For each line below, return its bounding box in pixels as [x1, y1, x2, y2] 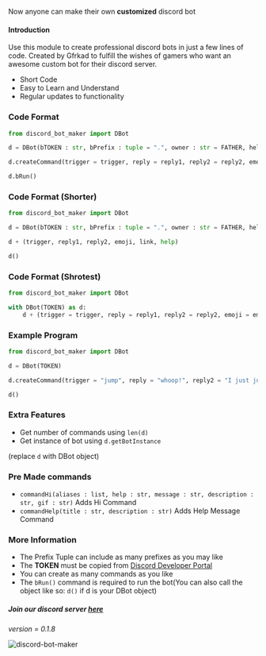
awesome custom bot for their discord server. [8, 60, 158, 69]
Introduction [8, 25, 50, 34]
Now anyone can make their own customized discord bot [8, 7, 196, 16]
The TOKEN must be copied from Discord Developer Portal [19, 561, 213, 570]
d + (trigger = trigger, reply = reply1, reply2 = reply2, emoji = [22, 311, 249, 318]
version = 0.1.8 [8, 624, 55, 634]
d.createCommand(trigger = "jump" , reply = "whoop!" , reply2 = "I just [8, 376, 249, 384]
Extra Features [8, 409, 66, 420]
